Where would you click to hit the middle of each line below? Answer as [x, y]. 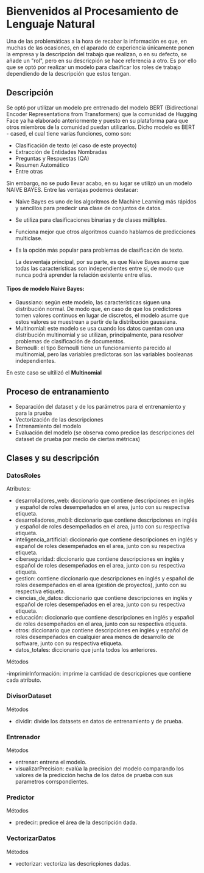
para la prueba [33, 413]
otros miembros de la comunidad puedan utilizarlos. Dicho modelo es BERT [101, 127]
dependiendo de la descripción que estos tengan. [69, 73]
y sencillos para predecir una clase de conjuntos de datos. [88, 208]
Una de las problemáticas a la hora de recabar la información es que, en [97, 41]
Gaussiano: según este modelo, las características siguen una [93, 302]
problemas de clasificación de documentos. [70, 341]
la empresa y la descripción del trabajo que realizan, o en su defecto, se [97, 54]
